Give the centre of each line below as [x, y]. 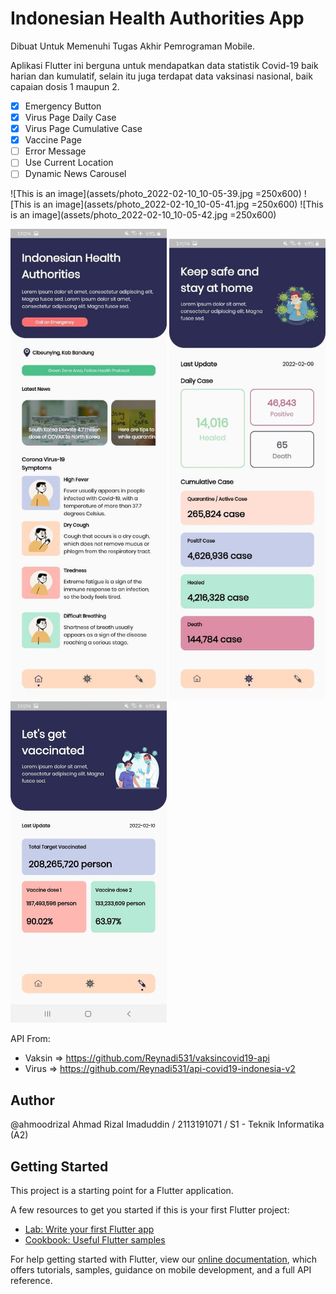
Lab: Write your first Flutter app [89, 1229]
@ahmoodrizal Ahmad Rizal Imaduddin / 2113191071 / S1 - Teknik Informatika [167, 1124]
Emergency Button [63, 106]
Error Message [55, 151]
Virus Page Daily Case [70, 117]
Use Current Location [69, 163]
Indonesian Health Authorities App [157, 18]
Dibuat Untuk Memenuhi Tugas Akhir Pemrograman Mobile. [132, 46]
